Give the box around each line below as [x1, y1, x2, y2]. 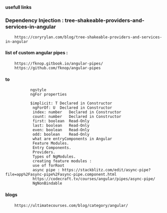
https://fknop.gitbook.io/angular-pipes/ [14, 61, 103, 66]
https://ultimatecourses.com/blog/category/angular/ [14, 203, 128, 208]
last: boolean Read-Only [32, 123, 90, 128]
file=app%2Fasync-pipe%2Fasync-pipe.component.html [5, 172, 117, 177]
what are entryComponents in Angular [32, 136, 113, 142]
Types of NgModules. [32, 154, 76, 160]
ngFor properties [30, 92, 67, 97]
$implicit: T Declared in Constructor [30, 101, 113, 106]
